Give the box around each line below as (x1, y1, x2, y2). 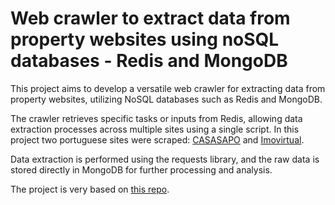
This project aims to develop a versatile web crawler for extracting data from (10, 82, 326, 94)
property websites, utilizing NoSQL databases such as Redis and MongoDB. (10, 93, 323, 105)
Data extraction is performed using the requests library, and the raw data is (10, 153, 320, 165)
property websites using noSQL (10, 28, 280, 51)
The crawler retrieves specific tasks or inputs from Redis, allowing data (10, 112, 303, 124)
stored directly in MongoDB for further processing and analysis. (10, 163, 273, 176)
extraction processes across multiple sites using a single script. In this (10, 123, 300, 135)
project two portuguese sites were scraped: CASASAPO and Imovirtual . (10, 133, 305, 146)
